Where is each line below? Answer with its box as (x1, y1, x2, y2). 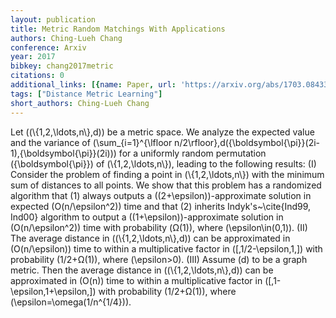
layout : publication (10, 14, 97, 25)
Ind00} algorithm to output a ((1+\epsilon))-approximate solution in (10, 211, 284, 223)
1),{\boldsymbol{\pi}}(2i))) (10, 147, 117, 159)
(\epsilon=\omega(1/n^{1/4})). (10, 296, 132, 308)
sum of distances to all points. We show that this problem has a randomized (10, 179, 322, 191)
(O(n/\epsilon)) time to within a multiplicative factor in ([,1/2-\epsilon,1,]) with (10, 242, 323, 255)
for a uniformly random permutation (118, 147, 267, 159)
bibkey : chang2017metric (10, 61, 114, 71)
